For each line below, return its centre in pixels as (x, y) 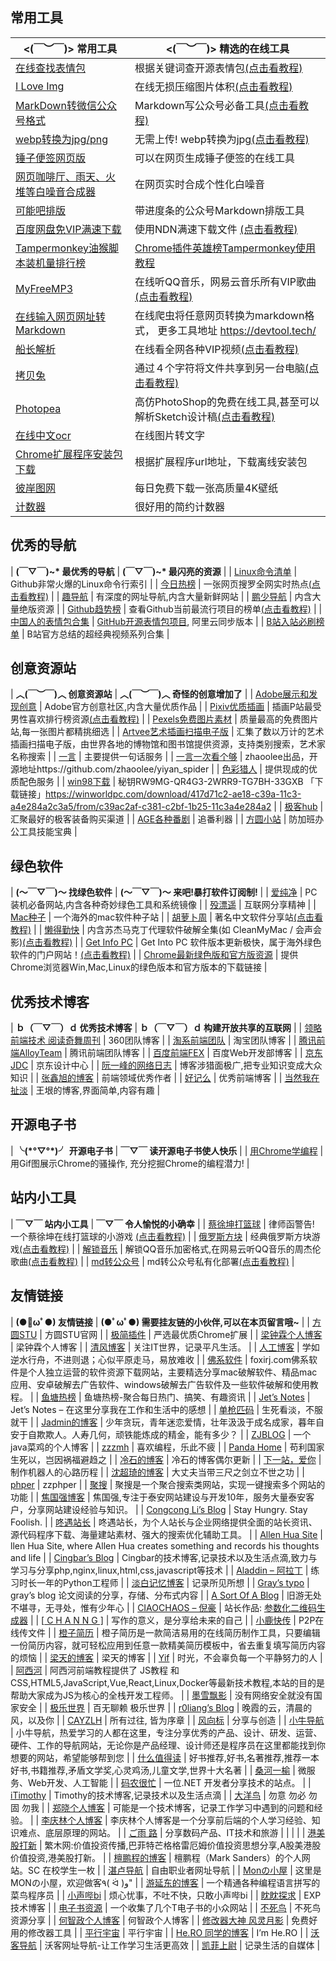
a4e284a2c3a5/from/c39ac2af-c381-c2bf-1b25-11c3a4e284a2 (141, 807)
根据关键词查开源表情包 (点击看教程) (218, 68)
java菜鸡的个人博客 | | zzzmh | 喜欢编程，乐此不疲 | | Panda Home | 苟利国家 (167, 1447)
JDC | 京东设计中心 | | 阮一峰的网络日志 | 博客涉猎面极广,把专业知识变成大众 (166, 1065)
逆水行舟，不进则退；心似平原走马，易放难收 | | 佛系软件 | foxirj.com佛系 (160, 1359)
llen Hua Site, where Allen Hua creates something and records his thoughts (165, 1545)
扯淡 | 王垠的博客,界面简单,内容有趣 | (85, 1090)
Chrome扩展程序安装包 (69, 454)
